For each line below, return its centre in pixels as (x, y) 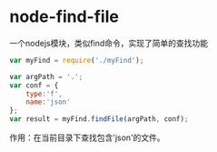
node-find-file (64, 17)
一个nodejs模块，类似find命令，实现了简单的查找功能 (109, 43)
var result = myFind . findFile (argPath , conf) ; (99, 119)
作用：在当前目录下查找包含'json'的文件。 (87, 137)
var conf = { (34, 85)
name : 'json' (48, 102)
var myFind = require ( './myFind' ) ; (77, 60)
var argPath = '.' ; (46, 76)
